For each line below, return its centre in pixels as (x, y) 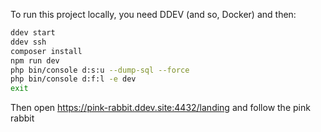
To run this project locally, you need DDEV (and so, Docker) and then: (153, 14)
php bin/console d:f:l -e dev (73, 79)
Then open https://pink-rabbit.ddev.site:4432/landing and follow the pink (160, 108)
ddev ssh (28, 42)
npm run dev (35, 60)
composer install (46, 51)
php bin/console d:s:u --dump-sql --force (100, 70)
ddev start (33, 33)
